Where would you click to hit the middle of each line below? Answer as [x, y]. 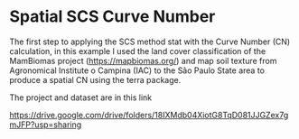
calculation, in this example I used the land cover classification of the [138, 51]
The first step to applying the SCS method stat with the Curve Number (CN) [150, 42]
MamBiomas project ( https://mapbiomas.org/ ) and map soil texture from [143, 60]
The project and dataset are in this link [81, 97]
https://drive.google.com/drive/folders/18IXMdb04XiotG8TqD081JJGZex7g [149, 115]
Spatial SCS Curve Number [112, 17]
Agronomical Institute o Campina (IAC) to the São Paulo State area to [137, 70]
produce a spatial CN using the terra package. [95, 79]
